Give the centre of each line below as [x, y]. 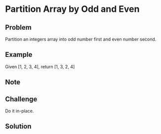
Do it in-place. [20, 111]
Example [19, 55]
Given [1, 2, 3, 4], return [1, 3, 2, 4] [40, 67]
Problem [19, 27]
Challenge [21, 99]
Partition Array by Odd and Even [72, 9]
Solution [18, 126]
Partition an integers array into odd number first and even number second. [81, 39]
